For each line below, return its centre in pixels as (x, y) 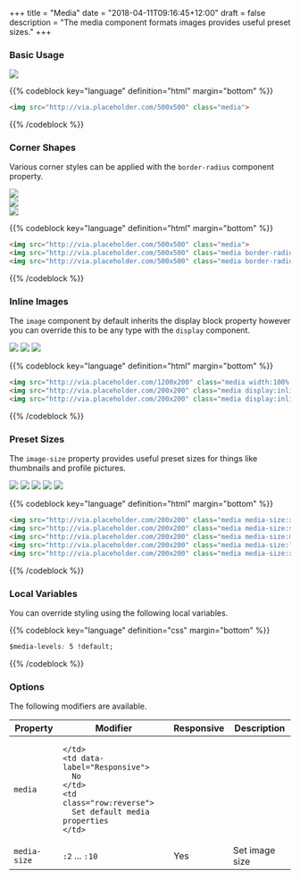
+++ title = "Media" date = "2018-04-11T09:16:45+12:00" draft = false (137, 13)
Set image (254, 850)
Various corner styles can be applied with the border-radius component (142, 167)
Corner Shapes (42, 148)
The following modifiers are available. (78, 706)
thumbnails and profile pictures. (68, 469)
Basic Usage (37, 54)
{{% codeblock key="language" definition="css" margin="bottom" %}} (140, 630)
